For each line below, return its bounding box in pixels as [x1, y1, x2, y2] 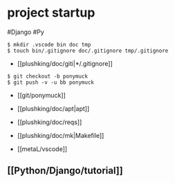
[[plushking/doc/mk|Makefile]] [17, 131, 104, 139]
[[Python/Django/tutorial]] [7, 165, 123, 177]
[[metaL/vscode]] [17, 144, 68, 153]
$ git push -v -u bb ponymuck [7, 78, 95, 86]
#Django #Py [7, 28, 45, 36]
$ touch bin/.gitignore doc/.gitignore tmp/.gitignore [7, 47, 169, 54]
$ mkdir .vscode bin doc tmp [7, 41, 91, 48]
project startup [7, 5, 95, 21]
